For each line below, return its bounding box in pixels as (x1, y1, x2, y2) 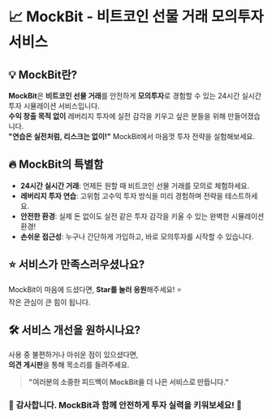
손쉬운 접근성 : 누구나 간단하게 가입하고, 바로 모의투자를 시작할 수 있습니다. (19, 231, 254, 241)
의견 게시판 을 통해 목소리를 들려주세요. (8, 360, 130, 370)
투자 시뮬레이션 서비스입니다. (8, 101, 100, 111)
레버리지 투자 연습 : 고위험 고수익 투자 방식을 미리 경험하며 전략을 (19, 190, 223, 200)
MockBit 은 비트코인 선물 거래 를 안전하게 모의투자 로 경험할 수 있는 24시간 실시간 (8, 91, 262, 100)
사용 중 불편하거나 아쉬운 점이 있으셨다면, (8, 350, 139, 360)
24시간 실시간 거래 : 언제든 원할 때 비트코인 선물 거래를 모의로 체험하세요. (19, 181, 250, 190)
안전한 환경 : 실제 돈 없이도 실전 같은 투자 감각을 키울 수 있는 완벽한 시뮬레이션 (19, 211, 265, 220)
